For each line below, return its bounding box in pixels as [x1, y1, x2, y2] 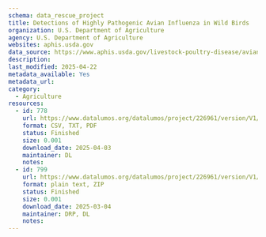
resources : [8, 100, 44, 107]
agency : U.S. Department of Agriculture [8, 33, 144, 42]
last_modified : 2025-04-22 [8, 63, 97, 71]
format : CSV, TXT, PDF [22, 122, 97, 130]
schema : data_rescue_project [8, 11, 104, 20]
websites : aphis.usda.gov [8, 41, 93, 49]
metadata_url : [8, 77, 55, 85]
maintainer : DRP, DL [22, 210, 90, 218]
